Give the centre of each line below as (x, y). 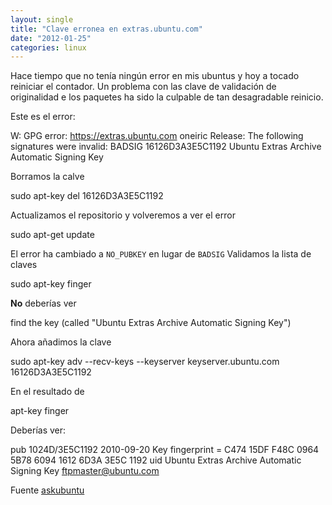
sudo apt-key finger (51, 284)
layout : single (42, 19)
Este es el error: (43, 117)
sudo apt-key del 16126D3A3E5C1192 (87, 196)
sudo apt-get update (52, 235)
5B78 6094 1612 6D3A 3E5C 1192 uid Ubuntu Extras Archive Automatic (156, 460)
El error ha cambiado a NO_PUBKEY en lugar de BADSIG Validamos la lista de (161, 254)
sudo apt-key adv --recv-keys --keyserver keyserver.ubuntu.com (145, 362)
